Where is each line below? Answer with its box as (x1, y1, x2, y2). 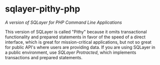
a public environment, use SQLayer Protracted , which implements (5, 49, 137, 55)
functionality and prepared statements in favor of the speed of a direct (5, 34, 146, 40)
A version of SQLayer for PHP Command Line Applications (5, 19, 122, 25)
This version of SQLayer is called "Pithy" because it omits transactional (5, 29, 147, 34)
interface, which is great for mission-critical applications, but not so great (5, 39, 152, 45)
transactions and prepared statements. (5, 54, 82, 60)
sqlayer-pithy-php (5, 3, 80, 15)
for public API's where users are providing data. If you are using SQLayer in (5, 44, 156, 50)
